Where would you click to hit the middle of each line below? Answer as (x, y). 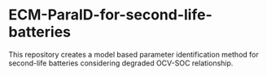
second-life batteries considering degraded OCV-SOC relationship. (121, 63)
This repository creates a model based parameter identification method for (133, 54)
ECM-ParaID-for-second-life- (111, 15)
